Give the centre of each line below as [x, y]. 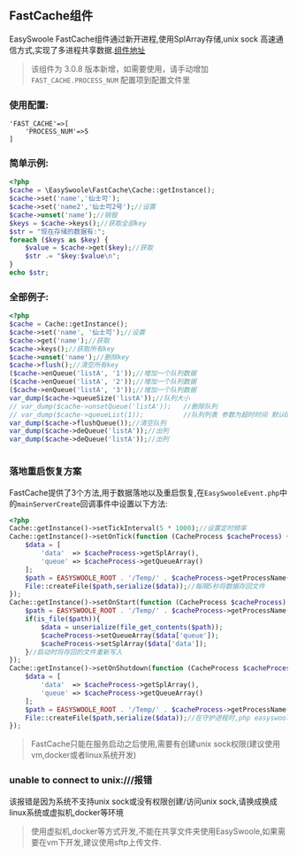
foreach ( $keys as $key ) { [59, 240]
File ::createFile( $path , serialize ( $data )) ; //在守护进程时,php [138, 718]
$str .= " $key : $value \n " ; [73, 256]
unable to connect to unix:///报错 [81, 780]
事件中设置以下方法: [132, 504]
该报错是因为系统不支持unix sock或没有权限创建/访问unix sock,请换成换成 [144, 801]
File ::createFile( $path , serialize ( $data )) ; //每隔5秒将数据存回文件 [145, 586]
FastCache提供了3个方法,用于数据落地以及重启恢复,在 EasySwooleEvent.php [145, 492]
